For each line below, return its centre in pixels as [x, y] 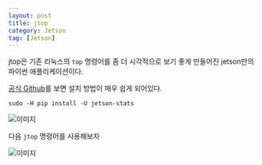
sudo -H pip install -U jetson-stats [71, 104]
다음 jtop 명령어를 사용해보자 [54, 136]
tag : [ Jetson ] [32, 38]
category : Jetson [37, 30]
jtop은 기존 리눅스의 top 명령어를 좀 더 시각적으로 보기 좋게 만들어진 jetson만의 [131, 61]
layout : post [30, 16]
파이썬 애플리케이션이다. [46, 72]
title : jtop [28, 23]
